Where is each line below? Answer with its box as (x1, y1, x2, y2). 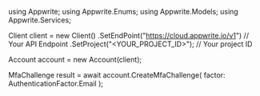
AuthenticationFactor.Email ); (8, 79, 104, 88)
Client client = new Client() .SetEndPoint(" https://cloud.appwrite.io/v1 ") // (8, 31, 250, 40)
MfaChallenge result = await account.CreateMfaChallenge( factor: (8, 70, 226, 79)
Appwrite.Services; (8, 15, 72, 25)
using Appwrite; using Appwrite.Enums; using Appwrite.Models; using (8, 7, 238, 16)
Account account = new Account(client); (8, 55, 142, 64)
